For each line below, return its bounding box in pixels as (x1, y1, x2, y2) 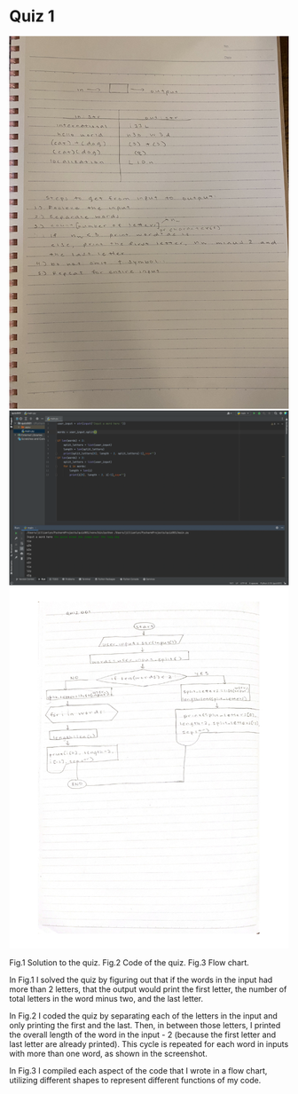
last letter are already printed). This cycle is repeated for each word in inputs (9, 1039, 289, 1050)
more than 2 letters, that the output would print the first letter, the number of (9, 984, 287, 995)
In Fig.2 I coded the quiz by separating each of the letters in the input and (9, 1011, 278, 1021)
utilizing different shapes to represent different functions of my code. (9, 1075, 262, 1086)
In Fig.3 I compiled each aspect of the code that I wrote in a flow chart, (9, 1066, 268, 1076)
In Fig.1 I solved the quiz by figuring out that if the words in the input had (9, 974, 273, 986)
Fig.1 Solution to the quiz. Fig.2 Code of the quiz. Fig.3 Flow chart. (9, 957, 250, 968)
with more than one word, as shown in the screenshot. (9, 1049, 208, 1059)
